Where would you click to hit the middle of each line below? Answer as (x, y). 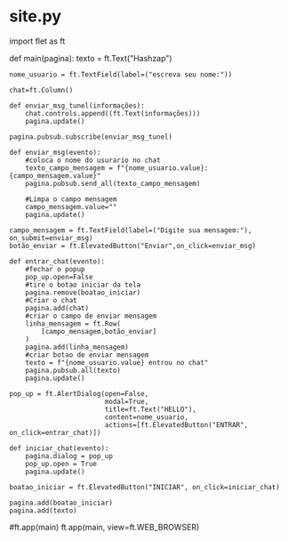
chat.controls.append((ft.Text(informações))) (113, 113)
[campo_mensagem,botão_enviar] (99, 331)
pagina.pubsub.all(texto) (73, 370)
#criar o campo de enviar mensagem (91, 316)
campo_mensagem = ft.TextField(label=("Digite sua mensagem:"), (131, 230)
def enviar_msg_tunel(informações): (77, 105)
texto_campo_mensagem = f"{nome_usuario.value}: (117, 168)
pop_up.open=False (59, 277)
